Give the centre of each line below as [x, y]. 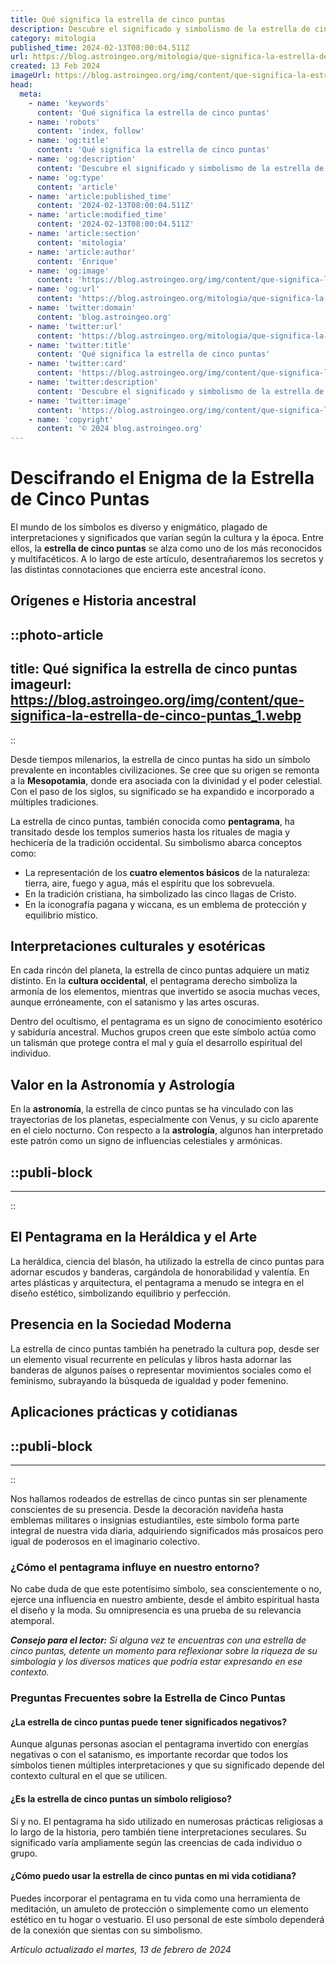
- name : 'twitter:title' [80, 345]
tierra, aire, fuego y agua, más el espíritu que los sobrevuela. [149, 883]
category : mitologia [53, 38]
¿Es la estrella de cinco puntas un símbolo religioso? [121, 1798]
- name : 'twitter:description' [93, 382]
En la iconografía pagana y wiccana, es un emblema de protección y [165, 904]
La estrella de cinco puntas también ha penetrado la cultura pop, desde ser [165, 1348]
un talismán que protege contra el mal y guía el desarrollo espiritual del [156, 1043]
